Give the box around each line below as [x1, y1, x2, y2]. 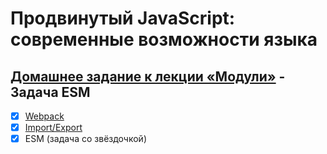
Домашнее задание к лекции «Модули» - [10, 68, 286, 85]
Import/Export [24, 122, 83, 134]
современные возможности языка [10, 28, 318, 51]
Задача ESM [10, 83, 91, 101]
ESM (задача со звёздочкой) [24, 133, 147, 145]
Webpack [24, 110, 65, 122]
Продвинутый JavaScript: [10, 7, 236, 30]
